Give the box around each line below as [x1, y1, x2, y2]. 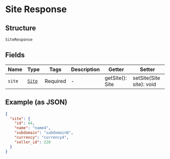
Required [45, 77, 66, 85]
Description [70, 66, 100, 73]
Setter [140, 66, 155, 73]
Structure [5, 24, 36, 32]
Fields [5, 51, 25, 59]
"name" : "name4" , [14, 126, 51, 131]
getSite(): [104, 74, 127, 82]
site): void [132, 81, 156, 88]
